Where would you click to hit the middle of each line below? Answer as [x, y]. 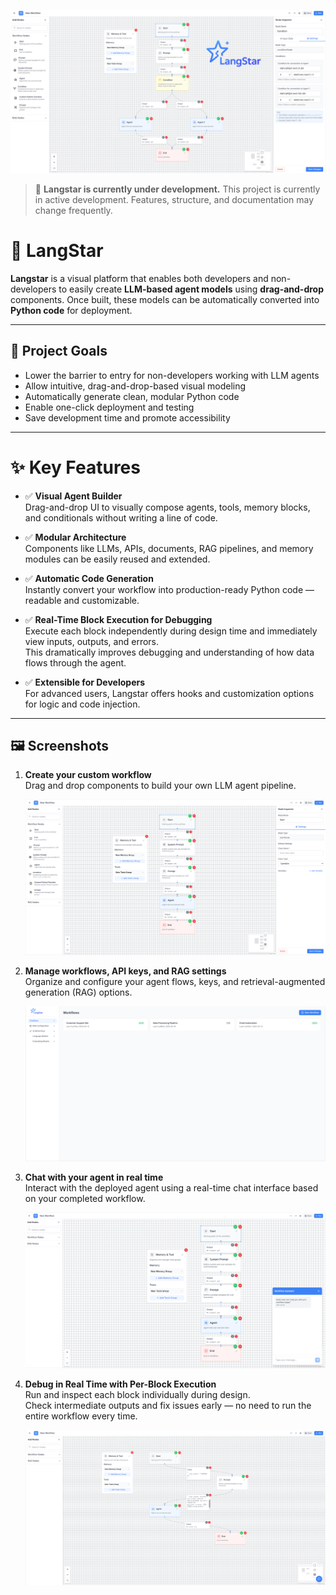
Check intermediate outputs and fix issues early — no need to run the [168, 1405]
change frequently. [73, 210]
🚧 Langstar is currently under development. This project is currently [177, 189]
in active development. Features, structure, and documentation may [174, 199]
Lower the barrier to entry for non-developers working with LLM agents [172, 375]
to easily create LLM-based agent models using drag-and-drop [191, 289]
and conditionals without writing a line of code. [121, 517]
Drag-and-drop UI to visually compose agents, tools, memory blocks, [167, 507]
